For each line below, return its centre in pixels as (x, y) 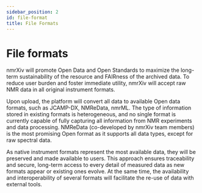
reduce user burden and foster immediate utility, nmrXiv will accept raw (96, 83)
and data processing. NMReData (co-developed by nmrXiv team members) (100, 127)
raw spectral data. (29, 140)
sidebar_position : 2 (33, 12)
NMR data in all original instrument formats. (61, 89)
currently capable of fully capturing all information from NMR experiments (99, 121)
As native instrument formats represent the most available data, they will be (101, 152)
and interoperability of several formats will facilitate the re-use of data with (100, 178)
